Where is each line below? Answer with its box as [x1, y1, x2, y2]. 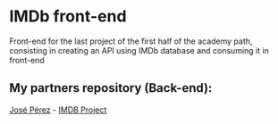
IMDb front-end [9, 6, 127, 27]
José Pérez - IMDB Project [9, 104, 107, 115]
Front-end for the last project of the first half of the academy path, [9, 36, 253, 46]
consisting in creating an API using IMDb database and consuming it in [9, 45, 270, 55]
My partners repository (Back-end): [9, 80, 213, 95]
